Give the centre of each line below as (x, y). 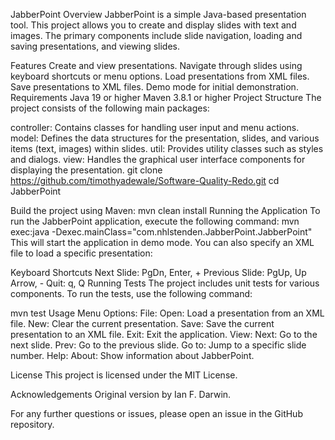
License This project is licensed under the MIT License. (124, 375)
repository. (32, 424)
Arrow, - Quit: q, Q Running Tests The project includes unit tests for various (165, 283)
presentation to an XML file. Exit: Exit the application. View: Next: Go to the (164, 334)
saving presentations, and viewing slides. (95, 46)
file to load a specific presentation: (81, 253)
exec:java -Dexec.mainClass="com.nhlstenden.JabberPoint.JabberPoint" (161, 232)
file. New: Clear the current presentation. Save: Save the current (142, 323)
